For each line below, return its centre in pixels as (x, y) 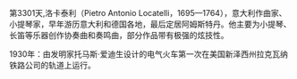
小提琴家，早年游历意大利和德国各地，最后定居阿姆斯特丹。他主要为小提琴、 (150, 24)
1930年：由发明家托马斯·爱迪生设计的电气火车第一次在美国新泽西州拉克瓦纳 (148, 54)
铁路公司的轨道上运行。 (52, 65)
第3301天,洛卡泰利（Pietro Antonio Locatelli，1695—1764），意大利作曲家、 (148, 13)
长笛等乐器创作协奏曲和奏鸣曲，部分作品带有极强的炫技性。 (119, 35)
